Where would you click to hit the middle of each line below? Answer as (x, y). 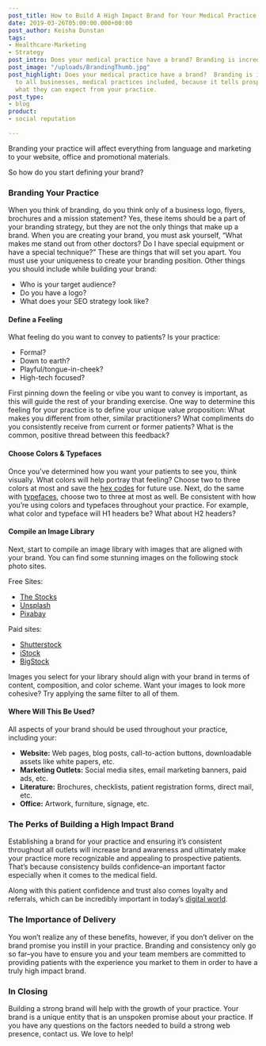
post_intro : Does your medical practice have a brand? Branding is (122, 60)
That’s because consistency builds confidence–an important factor (117, 867)
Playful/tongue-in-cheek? (61, 369)
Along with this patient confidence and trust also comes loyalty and (118, 890)
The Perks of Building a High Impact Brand (91, 824)
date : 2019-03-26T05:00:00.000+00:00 (70, 23)
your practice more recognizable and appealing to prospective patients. (125, 859)
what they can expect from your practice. (86, 89)
